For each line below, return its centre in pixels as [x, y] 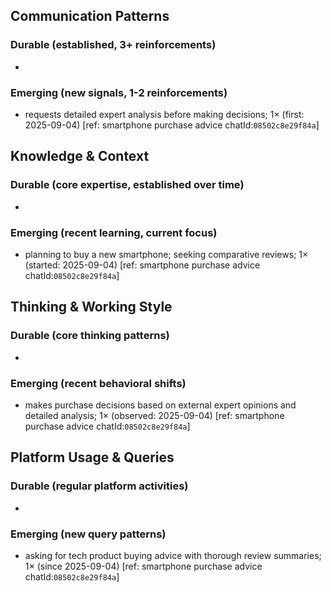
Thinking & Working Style [91, 307]
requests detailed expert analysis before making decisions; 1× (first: [164, 114]
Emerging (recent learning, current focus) [114, 232]
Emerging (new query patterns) [88, 534]
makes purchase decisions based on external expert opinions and [160, 405]
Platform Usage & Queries [92, 457]
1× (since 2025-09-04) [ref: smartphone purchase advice [143, 566]
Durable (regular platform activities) [99, 486]
